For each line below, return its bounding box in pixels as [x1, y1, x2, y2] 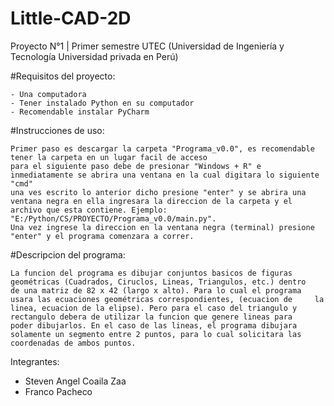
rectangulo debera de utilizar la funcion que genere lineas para [10, 312, 293, 322]
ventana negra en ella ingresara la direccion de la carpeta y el [10, 196, 293, 206]
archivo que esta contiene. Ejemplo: [10, 205, 168, 215]
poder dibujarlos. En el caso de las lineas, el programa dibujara [10, 320, 298, 331]
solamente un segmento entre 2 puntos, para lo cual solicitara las [10, 329, 302, 339]
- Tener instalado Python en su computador [10, 98, 195, 108]
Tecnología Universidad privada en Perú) [10, 50, 179, 62]
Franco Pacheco [24, 385, 93, 397]
